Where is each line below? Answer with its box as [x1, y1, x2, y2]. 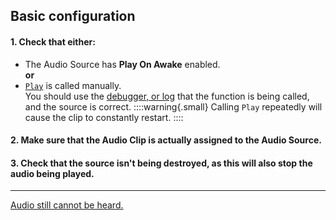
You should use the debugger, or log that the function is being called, [24, 90, 310, 102]
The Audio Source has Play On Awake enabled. [24, 58, 221, 70]
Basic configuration [10, 8, 136, 25]
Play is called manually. [24, 79, 122, 91]
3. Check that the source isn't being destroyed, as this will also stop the [10, 157, 313, 169]
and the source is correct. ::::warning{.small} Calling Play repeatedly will [24, 100, 323, 113]
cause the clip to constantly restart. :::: [24, 111, 184, 123]
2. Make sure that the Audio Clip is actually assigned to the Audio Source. [10, 134, 322, 146]
